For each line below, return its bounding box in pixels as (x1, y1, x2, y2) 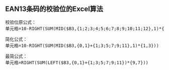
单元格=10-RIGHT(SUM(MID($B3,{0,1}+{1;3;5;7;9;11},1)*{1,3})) (5, 42, 159, 48)
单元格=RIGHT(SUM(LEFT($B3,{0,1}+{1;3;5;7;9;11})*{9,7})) (5, 59, 149, 65)
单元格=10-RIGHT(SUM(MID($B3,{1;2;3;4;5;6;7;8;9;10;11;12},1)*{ (5, 26, 164, 31)
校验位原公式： (5, 19, 36, 25)
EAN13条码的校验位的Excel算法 (5, 5, 104, 14)
